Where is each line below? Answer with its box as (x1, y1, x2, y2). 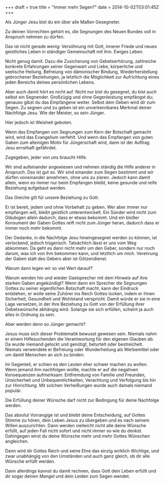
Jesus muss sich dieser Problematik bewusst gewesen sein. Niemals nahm (5, 331, 157, 337)
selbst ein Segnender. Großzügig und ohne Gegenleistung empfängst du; (5, 94, 154, 100)
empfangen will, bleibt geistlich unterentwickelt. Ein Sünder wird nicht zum (5, 210, 157, 215)
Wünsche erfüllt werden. (5, 458, 56, 464)
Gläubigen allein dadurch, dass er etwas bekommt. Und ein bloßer (5, 215, 139, 220)
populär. (5, 388, 22, 394)
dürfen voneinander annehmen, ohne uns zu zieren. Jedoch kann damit (5, 175, 150, 180)
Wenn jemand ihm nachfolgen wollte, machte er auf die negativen (5, 367, 138, 372)
